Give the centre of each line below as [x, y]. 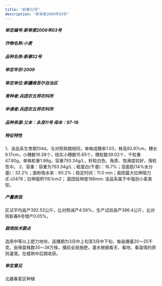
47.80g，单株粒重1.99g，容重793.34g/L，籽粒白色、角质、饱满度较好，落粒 [81, 161]
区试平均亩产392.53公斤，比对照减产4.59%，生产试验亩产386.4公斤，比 [78, 210]
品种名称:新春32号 [24, 56]
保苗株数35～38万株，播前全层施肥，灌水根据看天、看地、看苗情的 [85, 248]
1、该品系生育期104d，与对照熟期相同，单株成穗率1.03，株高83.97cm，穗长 [81, 149]
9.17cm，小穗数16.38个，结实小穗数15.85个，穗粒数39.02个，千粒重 [73, 155]
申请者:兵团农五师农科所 [29, 109]
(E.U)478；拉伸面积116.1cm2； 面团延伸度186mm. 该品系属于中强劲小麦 [76, 179]
